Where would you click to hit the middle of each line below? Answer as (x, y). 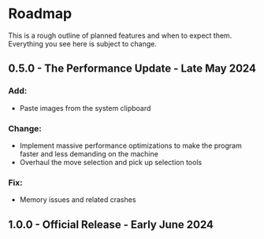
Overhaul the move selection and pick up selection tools (111, 162)
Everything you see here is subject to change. (83, 43)
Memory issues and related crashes (78, 200)
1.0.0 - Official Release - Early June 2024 (111, 224)
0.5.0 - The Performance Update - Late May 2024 (132, 69)
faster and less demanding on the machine (89, 153)
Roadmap (40, 14)
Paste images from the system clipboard (85, 108)
